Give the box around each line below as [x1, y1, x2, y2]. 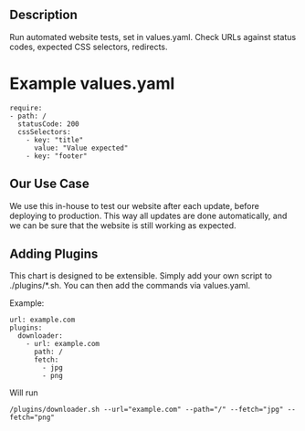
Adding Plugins [9, 246, 99, 261]
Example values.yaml [9, 73, 175, 94]
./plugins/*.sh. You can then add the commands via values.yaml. [9, 280, 251, 291]
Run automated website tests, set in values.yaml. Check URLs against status [9, 31, 297, 42]
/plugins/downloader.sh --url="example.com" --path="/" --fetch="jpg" [9, 405, 284, 415]
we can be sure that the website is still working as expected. [9, 219, 237, 231]
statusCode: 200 [17, 119, 79, 129]
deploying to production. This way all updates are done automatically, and [9, 210, 288, 221]
